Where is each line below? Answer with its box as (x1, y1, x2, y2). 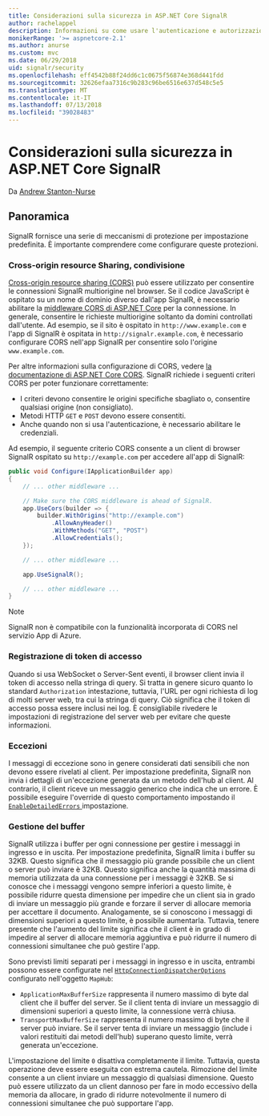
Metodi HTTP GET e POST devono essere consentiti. (19, 411, 187, 421)
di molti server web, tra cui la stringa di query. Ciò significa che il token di (8, 695, 251, 704)
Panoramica (8, 210, 70, 224)
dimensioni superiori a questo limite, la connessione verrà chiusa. (19, 1006, 236, 1016)
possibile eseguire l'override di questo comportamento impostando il (8, 792, 235, 802)
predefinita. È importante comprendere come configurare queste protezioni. (8, 240, 259, 249)
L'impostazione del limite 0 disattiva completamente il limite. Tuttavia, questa (8, 1056, 260, 1066)
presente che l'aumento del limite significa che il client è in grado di (8, 925, 231, 934)
